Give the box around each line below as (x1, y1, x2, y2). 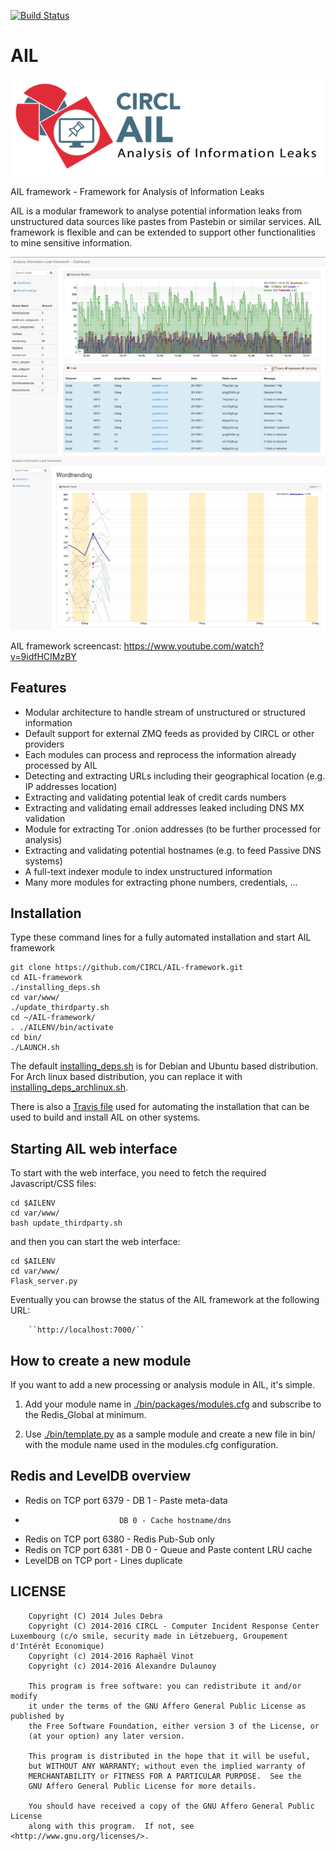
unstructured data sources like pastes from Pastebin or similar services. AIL (10, 216, 322, 228)
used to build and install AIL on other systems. (10, 1111, 201, 1124)
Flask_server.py (10, 1276, 78, 1287)
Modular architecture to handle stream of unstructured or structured (24, 706, 306, 718)
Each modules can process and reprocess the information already (24, 748, 297, 760)
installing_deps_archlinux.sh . (10, 1081, 128, 1094)
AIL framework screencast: (10, 640, 122, 652)
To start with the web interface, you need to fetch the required (10, 1167, 267, 1179)
